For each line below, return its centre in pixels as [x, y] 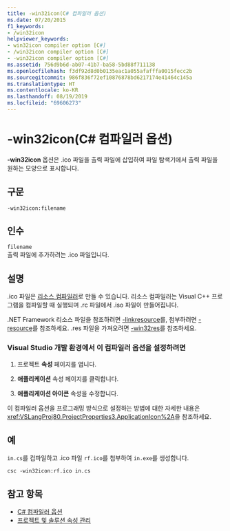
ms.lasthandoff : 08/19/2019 [48, 97]
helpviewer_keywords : [38, 39]
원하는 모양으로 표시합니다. [43, 168]
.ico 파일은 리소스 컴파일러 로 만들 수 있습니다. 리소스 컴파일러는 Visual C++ [108, 296]
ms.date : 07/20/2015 [37, 20]
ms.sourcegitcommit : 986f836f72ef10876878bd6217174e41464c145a [100, 77]
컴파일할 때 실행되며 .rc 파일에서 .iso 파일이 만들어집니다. [102, 305]
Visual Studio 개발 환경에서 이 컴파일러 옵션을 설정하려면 [96, 348]
